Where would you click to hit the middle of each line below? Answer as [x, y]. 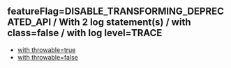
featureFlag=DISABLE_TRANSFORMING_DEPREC [116, 11]
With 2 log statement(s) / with [125, 23]
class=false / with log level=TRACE [85, 33]
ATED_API [29, 23]
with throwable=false [47, 57]
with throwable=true [46, 50]
